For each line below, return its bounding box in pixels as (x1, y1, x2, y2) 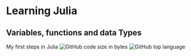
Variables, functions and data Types (6, 28, 142, 38)
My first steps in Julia (6, 43, 58, 50)
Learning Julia (6, 4, 78, 18)
